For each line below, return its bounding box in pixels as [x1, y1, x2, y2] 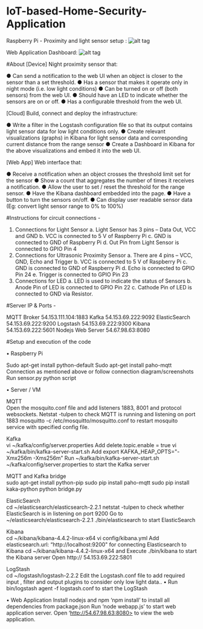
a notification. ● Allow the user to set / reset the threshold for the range [6, 183, 185, 190]
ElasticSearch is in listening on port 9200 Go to [6, 509, 123, 517]
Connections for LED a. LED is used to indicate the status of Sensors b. [14, 277, 192, 285]
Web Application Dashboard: [6, 48, 78, 56]
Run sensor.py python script [6, 374, 77, 381]
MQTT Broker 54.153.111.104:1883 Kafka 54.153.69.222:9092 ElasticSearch [6, 313, 190, 321]
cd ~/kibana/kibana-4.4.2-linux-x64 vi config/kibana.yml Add [6, 534, 159, 541]
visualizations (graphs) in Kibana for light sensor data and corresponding [6, 134, 188, 141]
